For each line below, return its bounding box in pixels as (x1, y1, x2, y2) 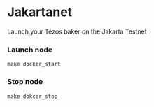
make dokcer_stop (7, 92, 58, 100)
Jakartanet (7, 4, 73, 20)
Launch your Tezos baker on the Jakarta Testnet (7, 27, 147, 36)
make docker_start (7, 61, 61, 68)
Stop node (7, 77, 43, 87)
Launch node (7, 45, 53, 55)
